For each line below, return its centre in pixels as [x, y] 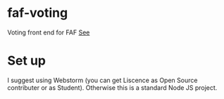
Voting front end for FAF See [49, 32]
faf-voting [38, 13]
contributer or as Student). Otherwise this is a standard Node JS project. [112, 87]
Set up [26, 61]
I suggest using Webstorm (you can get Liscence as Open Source [102, 80]
